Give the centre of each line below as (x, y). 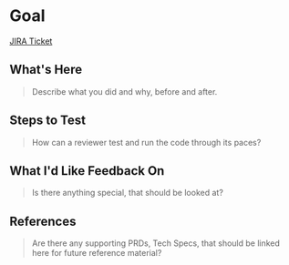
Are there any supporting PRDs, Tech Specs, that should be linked (156, 243)
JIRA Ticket (31, 41)
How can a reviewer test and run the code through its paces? (146, 142)
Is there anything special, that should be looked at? (127, 193)
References (43, 221)
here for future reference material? (97, 253)
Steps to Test (48, 121)
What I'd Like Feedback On (87, 171)
